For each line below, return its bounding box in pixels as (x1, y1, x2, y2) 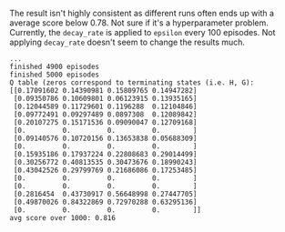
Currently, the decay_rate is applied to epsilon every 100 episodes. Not (9, 27, 276, 37)
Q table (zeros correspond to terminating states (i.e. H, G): (9, 78, 255, 87)
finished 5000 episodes (9, 70, 100, 79)
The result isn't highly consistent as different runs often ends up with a (9, 8, 275, 18)
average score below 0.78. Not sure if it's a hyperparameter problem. (9, 17, 269, 28)
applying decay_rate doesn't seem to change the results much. (9, 36, 246, 47)
